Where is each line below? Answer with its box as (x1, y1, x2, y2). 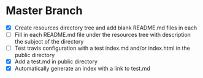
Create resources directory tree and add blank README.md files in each (14, 24, 197, 31)
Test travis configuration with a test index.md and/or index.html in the (14, 44, 191, 52)
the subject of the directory (14, 38, 84, 45)
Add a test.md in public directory (14, 58, 98, 65)
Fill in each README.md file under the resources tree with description (14, 31, 191, 38)
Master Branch (6, 4, 83, 18)
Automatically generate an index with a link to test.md (14, 65, 151, 72)
